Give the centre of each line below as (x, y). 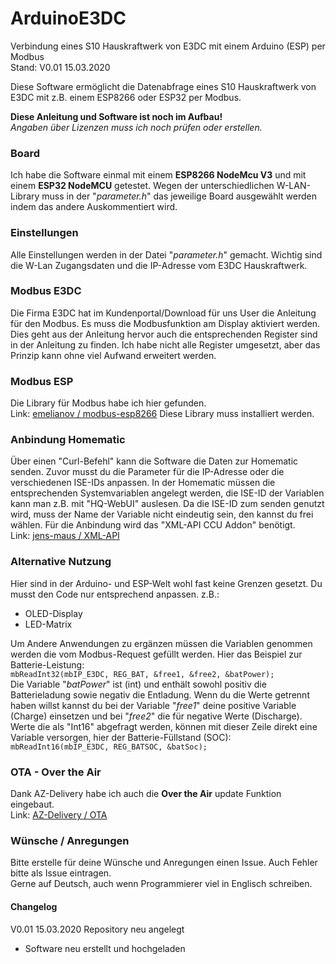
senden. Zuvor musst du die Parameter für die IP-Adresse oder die (147, 472)
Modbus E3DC (46, 291)
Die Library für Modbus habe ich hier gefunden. (108, 403)
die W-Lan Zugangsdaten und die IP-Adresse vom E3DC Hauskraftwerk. (159, 265)
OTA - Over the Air (56, 772)
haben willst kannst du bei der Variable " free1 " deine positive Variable (153, 705)
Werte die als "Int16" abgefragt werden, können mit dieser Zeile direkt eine (164, 726)
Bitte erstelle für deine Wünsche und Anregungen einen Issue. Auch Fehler (164, 863)
